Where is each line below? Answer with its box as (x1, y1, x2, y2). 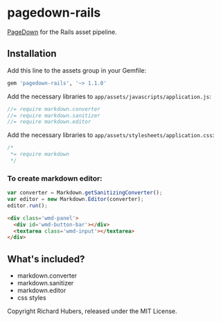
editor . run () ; (7, 202, 48, 209)
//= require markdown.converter (7, 105, 100, 112)
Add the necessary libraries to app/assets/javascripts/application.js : (7, 92, 211, 100)
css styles (17, 294, 46, 302)
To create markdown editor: (7, 173, 103, 183)
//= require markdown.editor (7, 118, 91, 125)
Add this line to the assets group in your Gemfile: (7, 66, 147, 74)
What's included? (7, 253, 85, 265)
